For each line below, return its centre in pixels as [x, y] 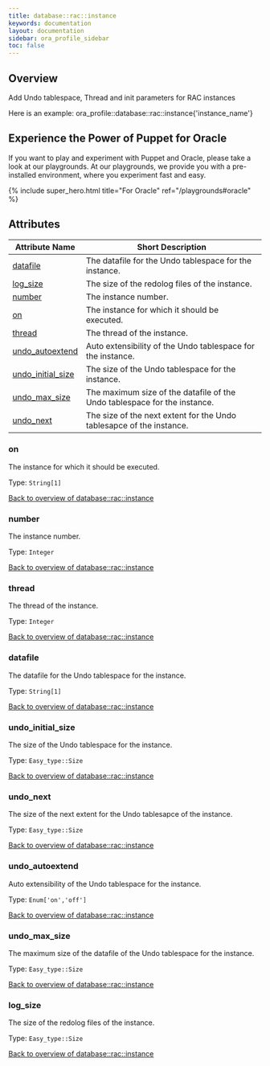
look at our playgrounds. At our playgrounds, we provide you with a [119, 166]
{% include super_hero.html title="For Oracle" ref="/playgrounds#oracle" [130, 191]
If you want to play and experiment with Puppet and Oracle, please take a [130, 158]
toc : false [27, 46]
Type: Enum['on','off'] [47, 899]
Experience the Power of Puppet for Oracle [118, 139]
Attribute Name [45, 247]
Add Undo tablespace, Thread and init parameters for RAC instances [122, 97]
